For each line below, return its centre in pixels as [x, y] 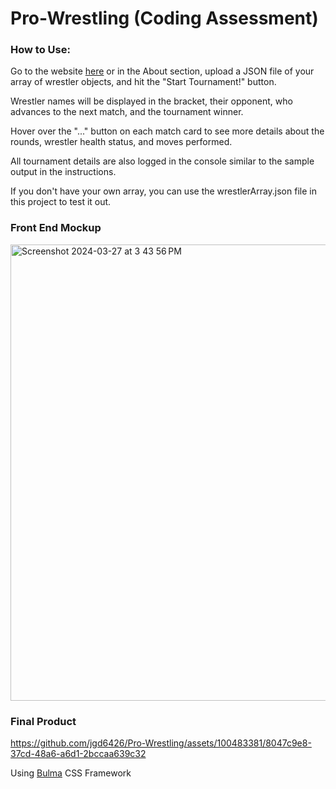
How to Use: [40, 50]
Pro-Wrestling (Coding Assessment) [164, 18]
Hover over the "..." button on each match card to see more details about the [167, 131]
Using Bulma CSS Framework [71, 773]
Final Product [43, 721]
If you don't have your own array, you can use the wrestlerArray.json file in [163, 191]
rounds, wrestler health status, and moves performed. [121, 142]
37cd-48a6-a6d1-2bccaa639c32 [78, 754]
